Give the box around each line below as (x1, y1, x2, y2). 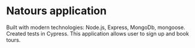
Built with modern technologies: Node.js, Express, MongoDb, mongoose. (6, 24, 185, 31)
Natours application (6, 4, 107, 18)
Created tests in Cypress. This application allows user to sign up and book (6, 30, 190, 37)
